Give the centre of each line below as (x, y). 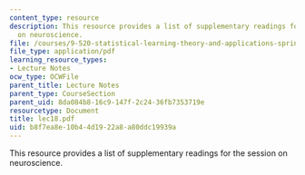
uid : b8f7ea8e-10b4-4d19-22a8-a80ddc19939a (93, 128)
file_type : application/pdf (63, 52)
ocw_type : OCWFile (44, 77)
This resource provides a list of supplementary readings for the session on (149, 153)
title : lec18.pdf (42, 119)
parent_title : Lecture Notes (64, 85)
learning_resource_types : (58, 60)
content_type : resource (54, 18)
